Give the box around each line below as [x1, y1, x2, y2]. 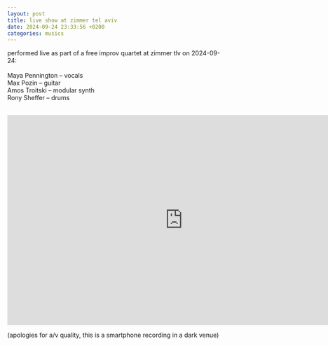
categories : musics [7, 29, 64, 37]
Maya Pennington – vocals [7, 71, 83, 80]
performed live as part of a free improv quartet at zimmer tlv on [7, 49, 191, 57]
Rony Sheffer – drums [7, 94, 70, 102]
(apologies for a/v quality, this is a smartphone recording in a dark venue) [7, 331, 219, 340]
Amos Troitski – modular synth [7, 86, 95, 95]
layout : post [7, 10, 46, 18]
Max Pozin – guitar [7, 78, 61, 88]
